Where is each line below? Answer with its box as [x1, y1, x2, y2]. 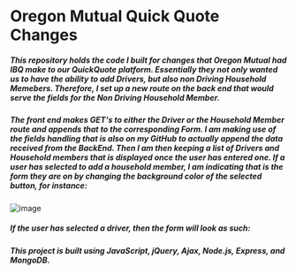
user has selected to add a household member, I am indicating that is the [10, 162, 284, 172]
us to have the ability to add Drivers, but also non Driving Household [10, 73, 267, 84]
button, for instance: [10, 180, 87, 191]
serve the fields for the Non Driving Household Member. [10, 92, 220, 103]
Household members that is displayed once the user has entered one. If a [10, 152, 285, 163]
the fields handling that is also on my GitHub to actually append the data [10, 133, 284, 144]
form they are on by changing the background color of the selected [10, 171, 262, 182]
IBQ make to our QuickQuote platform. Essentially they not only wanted [10, 64, 278, 74]
